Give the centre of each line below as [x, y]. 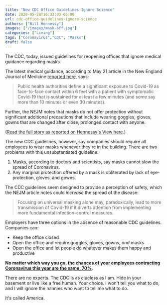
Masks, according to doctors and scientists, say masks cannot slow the [86, 162]
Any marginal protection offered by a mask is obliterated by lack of [81, 172]
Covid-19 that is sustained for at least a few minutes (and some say [86, 97]
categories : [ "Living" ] [30, 33]
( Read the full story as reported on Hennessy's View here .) [66, 132]
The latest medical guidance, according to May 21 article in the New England [84, 71]
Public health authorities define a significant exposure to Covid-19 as [88, 86]
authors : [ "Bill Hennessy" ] [34, 24]
